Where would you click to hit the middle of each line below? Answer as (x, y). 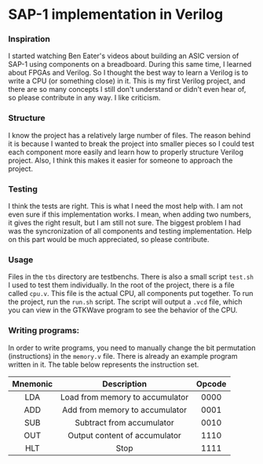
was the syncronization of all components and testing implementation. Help (130, 231)
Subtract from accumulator (124, 422)
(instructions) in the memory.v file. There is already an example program (123, 356)
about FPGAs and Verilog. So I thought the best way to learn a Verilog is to (128, 73)
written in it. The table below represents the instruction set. (104, 364)
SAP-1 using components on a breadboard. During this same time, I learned (130, 64)
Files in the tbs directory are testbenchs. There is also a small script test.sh (131, 277)
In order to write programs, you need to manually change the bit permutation (132, 348)
